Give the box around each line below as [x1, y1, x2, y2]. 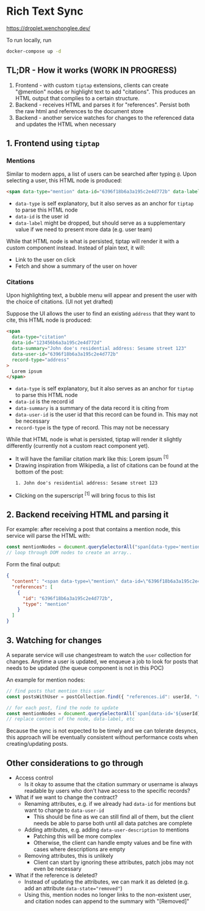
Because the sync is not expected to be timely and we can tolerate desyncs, [6, 727, 198, 735]
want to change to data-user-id [24, 806, 105, 814]
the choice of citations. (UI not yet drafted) [6, 298, 113, 305]
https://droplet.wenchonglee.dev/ [6, 24, 90, 32]
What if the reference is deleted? [15, 872, 98, 879]
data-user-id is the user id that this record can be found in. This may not [15, 411, 198, 418]
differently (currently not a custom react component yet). [6, 442, 149, 450]
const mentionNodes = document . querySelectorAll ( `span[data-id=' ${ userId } [6, 710, 201, 716]
